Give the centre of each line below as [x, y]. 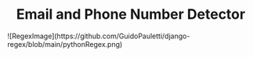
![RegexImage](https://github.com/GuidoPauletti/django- [99, 36]
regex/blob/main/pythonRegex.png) [65, 44]
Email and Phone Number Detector [131, 14]
